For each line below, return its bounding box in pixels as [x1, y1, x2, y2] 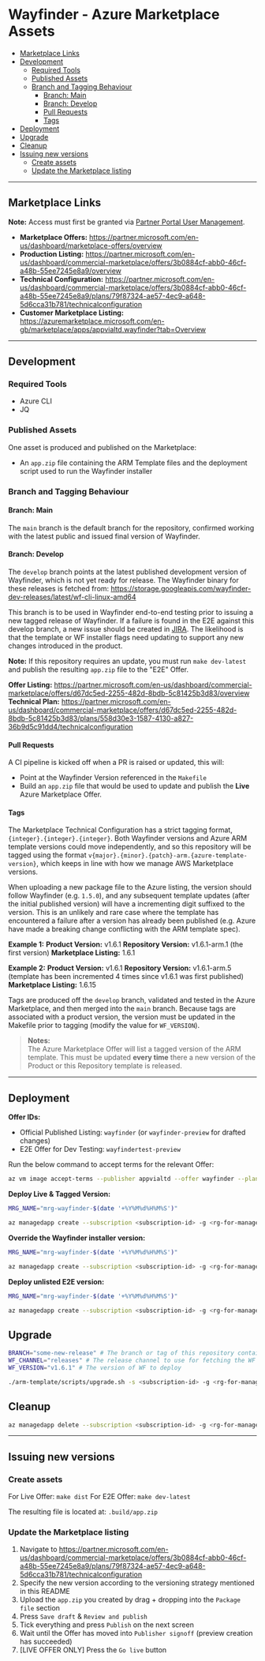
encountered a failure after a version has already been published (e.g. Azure [8, 916, 256, 925]
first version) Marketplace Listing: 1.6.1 [8, 948, 136, 958]
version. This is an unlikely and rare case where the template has [8, 908, 219, 917]
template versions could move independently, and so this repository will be [8, 842, 252, 852]
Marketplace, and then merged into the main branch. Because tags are [8, 1004, 237, 1014]
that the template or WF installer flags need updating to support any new [8, 633, 244, 643]
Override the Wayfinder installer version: [8, 1233, 146, 1243]
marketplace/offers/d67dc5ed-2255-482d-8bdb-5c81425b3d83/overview [8, 688, 250, 698]
